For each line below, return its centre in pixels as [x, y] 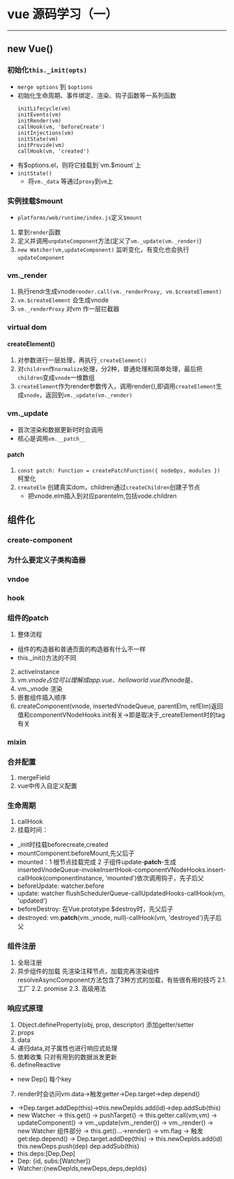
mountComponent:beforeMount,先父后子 [76, 853]
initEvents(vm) [39, 115]
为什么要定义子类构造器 [46, 560]
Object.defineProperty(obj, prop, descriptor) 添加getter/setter [106, 1025]
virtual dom [27, 327]
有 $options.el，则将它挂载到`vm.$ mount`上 [79, 165]
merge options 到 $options [55, 86]
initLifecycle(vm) [44, 109]
